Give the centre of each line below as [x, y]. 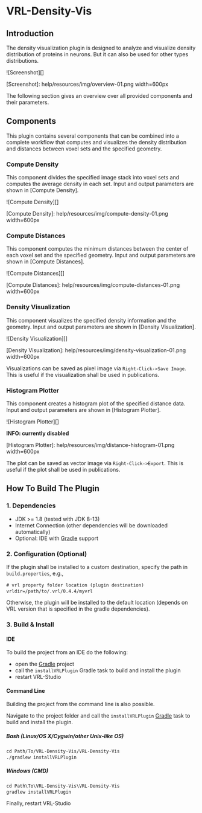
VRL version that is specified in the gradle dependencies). [78, 609]
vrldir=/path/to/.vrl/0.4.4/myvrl [50, 591]
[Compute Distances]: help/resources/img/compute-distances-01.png [93, 285]
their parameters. [28, 102]
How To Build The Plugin [53, 488]
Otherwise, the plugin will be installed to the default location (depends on [97, 602]
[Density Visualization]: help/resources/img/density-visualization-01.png [96, 350]
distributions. [23, 61]
